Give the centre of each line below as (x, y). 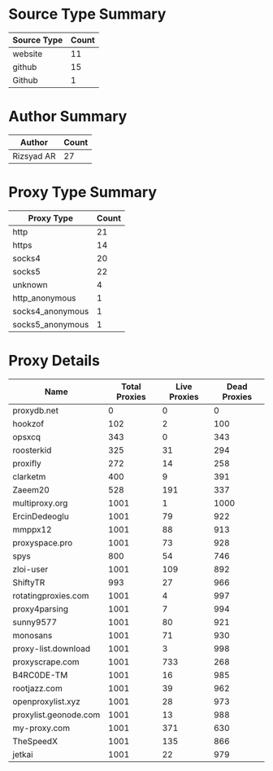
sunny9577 (35, 622)
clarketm (29, 476)
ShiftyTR (29, 582)
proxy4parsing (41, 609)
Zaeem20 (31, 489)
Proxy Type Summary (82, 193)
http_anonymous (44, 298)
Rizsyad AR (34, 156)
